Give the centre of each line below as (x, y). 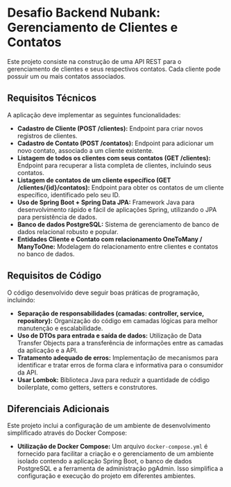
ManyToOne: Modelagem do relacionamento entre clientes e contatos (118, 246)
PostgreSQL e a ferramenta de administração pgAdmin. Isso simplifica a (120, 469)
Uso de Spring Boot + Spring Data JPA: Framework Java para (106, 202)
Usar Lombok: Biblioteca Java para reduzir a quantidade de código (113, 379)
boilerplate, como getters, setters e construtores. (87, 387)
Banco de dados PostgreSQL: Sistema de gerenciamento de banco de (118, 224)
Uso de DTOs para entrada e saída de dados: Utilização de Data (110, 336)
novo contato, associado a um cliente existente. (85, 150)
